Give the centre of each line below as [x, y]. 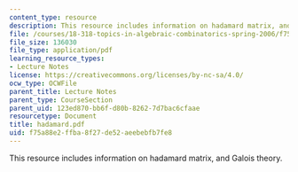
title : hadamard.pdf [47, 125]
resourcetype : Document [53, 116]
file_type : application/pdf [61, 51]
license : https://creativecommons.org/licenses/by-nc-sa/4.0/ [126, 75]
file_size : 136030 [43, 42]
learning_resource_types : [57, 59]
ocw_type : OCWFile [43, 83]
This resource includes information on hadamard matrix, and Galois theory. [146, 158]
